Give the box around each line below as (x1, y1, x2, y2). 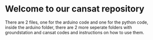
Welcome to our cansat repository (5, 3, 145, 14)
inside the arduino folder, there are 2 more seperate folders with (5, 24, 132, 30)
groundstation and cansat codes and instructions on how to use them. (5, 29, 144, 35)
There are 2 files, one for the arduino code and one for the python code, (5, 19, 149, 25)
